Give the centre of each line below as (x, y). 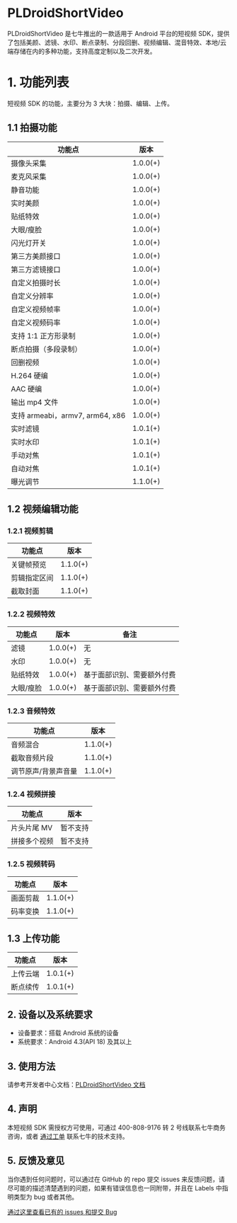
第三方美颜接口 (36, 256)
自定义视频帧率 (36, 309)
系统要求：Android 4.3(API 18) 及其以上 (75, 1042)
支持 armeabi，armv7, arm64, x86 (68, 415)
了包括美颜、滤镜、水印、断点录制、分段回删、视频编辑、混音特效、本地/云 (117, 42)
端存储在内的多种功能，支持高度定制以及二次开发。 (82, 51)
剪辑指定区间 (33, 578)
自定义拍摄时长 (36, 282)
